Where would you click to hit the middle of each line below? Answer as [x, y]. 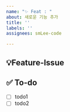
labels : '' [19, 28]
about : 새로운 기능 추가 [32, 17]
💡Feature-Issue [35, 62]
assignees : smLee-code [34, 34]
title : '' [18, 22]
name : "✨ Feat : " [29, 11]
